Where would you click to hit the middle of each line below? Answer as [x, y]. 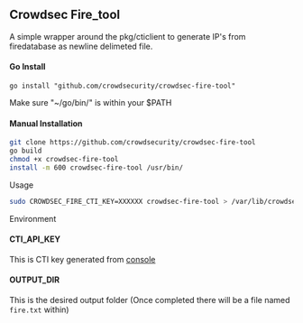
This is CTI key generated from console [83, 259]
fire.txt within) [39, 309]
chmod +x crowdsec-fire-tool [64, 159]
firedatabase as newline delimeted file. [81, 46]
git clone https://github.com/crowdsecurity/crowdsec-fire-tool [133, 143]
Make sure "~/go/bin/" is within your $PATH [91, 103]
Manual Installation [46, 123]
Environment [33, 218]
